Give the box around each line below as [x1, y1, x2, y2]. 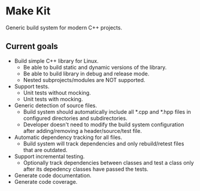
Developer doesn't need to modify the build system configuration [23, 121, 184, 128]
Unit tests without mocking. [23, 89, 91, 96]
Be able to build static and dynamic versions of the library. [23, 63, 167, 71]
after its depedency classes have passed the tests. [23, 165, 149, 172]
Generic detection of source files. [14, 102, 97, 109]
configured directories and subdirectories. [23, 114, 128, 122]
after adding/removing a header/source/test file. [23, 127, 142, 134]
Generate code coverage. [14, 178, 78, 185]
